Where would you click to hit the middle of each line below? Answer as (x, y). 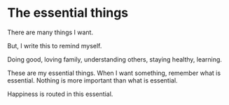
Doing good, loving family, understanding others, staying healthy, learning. (115, 59)
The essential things (68, 13)
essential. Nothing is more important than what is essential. (92, 80)
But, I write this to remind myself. (55, 45)
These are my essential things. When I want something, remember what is (114, 73)
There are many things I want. (50, 32)
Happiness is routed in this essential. (60, 94)
